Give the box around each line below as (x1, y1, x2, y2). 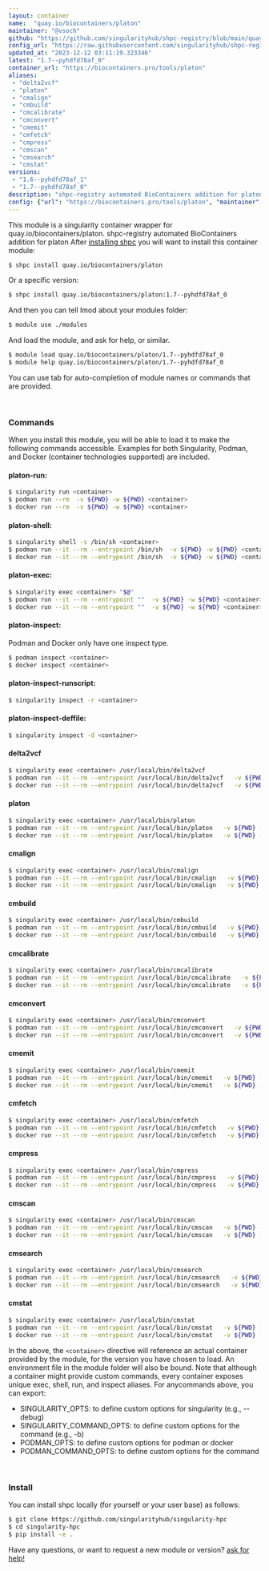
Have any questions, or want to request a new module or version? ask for (8, 1545, 250, 1554)
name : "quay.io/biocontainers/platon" (8, 19, 142, 27)
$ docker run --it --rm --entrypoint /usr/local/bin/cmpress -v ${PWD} (8, 1181, 260, 1190)
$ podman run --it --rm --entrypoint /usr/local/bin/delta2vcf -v (8, 774, 242, 782)
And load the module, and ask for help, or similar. (8, 336, 171, 345)
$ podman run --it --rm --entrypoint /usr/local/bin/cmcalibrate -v (8, 974, 249, 982)
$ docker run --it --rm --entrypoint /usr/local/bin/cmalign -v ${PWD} (8, 881, 260, 889)
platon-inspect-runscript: (8, 679, 96, 688)
